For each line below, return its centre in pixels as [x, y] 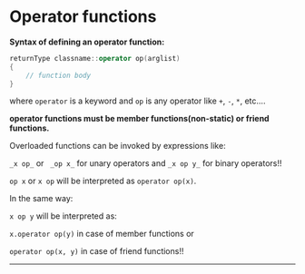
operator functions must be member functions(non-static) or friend [139, 119]
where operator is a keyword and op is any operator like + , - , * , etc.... [138, 101]
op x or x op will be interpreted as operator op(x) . [103, 181]
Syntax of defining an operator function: [87, 42]
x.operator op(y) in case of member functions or [102, 234]
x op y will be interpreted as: [64, 216]
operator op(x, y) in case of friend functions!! [97, 251]
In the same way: [41, 199]
